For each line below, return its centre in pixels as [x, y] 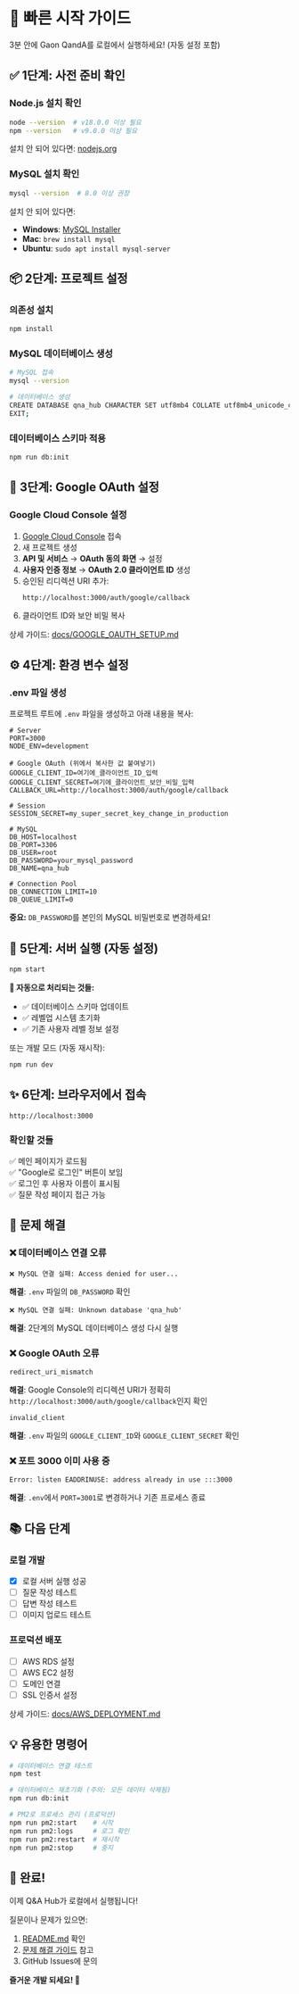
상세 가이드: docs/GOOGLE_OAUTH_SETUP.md [94, 634]
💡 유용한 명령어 [48, 1745]
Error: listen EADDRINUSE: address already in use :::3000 [121, 1480]
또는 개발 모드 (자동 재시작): [57, 1048]
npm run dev [31, 1065]
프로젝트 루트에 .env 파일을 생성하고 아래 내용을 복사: [101, 714]
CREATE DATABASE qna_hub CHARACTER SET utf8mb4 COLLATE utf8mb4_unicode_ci [153, 406]
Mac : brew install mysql [69, 238]
